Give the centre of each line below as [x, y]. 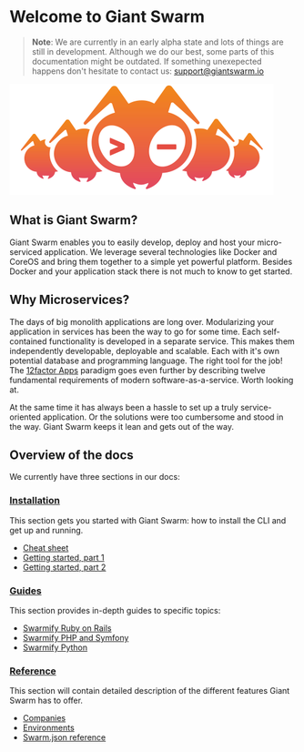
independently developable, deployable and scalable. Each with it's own [145, 351]
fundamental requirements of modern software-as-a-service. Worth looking [152, 380]
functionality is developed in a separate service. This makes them [172, 341]
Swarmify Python [55, 647]
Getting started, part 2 [64, 567]
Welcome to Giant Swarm [107, 17]
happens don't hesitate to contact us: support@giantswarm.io [147, 71]
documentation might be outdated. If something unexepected [147, 61]
